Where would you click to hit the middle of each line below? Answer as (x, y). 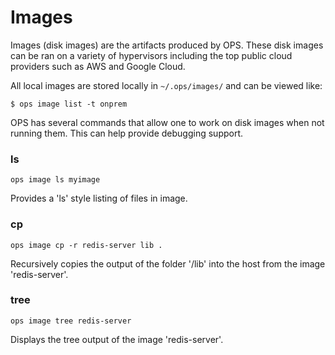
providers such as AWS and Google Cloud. (98, 66)
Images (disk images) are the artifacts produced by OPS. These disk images (167, 45)
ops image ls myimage (55, 180)
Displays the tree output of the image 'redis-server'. (117, 339)
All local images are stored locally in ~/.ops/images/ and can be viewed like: (166, 85)
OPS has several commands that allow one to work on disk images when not (167, 122)
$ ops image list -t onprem (69, 104)
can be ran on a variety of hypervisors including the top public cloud (151, 55)
